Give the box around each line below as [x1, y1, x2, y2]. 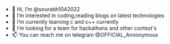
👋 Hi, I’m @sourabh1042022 [11, 6, 81, 12]
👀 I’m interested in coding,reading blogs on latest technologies [11, 12, 165, 19]
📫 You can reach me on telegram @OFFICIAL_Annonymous [11, 32, 158, 38]
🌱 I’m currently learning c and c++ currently [11, 18, 119, 25]
